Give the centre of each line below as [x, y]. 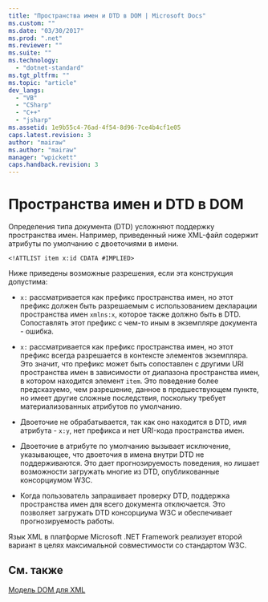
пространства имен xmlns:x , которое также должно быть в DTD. [130, 314]
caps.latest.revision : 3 [50, 135]
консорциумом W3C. [56, 480]
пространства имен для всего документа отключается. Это [123, 504]
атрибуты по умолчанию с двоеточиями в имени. [93, 244]
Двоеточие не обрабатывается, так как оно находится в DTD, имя [133, 422]
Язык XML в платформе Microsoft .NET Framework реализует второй [125, 537]
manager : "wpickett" [43, 157]
